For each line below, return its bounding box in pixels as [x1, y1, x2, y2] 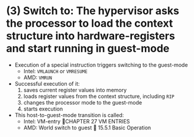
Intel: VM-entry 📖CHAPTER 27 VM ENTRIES [23, 118, 130, 125]
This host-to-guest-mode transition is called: [14, 111, 124, 119]
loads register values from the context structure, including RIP [23, 93, 174, 100]
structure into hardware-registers [6, 30, 176, 43]
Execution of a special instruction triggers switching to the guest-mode [14, 61, 188, 68]
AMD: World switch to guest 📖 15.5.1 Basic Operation [23, 124, 151, 131]
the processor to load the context [6, 17, 173, 30]
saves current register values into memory [23, 86, 127, 93]
